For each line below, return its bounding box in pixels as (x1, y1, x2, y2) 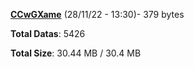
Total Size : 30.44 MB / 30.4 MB (10, 47, 142, 59)
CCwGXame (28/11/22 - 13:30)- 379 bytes (10, 9, 185, 20)
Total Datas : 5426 (10, 28, 86, 39)
